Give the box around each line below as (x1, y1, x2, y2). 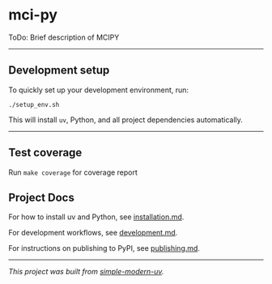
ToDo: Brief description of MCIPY (8, 32, 120, 42)
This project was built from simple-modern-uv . (8, 267, 164, 277)
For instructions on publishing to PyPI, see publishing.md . (8, 244, 201, 253)
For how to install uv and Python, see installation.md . (8, 212, 185, 222)
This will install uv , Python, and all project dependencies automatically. (8, 115, 243, 125)
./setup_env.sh (8, 100, 60, 108)
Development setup (8, 63, 110, 78)
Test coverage (8, 146, 83, 159)
